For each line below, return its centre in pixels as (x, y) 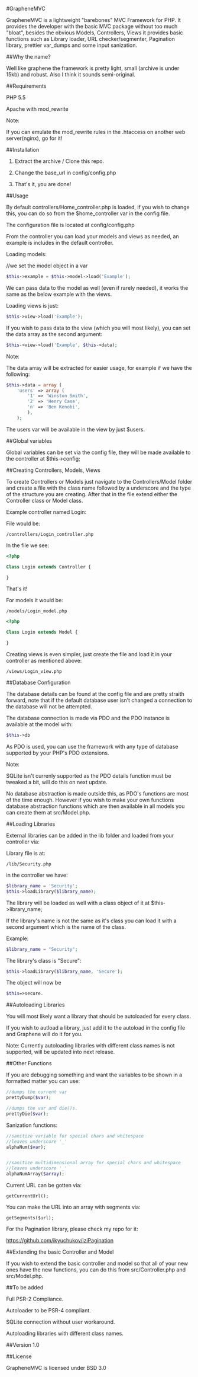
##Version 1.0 (23, 1345)
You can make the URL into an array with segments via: (73, 1207)
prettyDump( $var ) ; (29, 1098)
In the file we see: (28, 545)
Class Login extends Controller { (49, 567)
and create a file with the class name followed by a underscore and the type (98, 488)
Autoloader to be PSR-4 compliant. (49, 1310)
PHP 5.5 (16, 98)
